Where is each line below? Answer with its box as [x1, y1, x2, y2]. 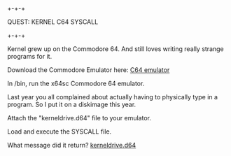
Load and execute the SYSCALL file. [7, 127, 112, 136]
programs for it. [7, 52, 52, 61]
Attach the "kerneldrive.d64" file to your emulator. [7, 114, 152, 122]
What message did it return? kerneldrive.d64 [7, 141, 136, 150]
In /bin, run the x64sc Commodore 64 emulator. [7, 79, 145, 88]
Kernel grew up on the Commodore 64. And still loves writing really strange [7, 45, 224, 53]
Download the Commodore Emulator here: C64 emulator [7, 66, 170, 74]
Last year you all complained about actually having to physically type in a [7, 93, 218, 101]
